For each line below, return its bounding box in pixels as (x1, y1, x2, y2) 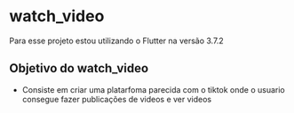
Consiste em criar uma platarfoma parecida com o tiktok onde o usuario (21, 84, 286, 94)
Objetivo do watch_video (9, 61, 149, 76)
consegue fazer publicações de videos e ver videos (21, 94, 212, 104)
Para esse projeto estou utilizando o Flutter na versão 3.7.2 (9, 35, 224, 46)
